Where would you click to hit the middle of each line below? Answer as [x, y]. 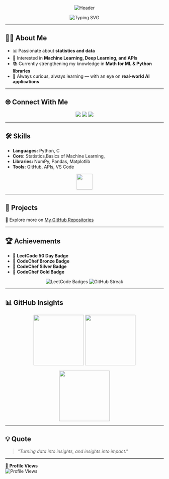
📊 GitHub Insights [34, 303]
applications [26, 81]
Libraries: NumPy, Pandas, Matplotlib [51, 162]
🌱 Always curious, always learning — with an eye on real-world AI [81, 76]
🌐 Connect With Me [37, 102]
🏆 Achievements [33, 241]
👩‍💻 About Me [26, 38]
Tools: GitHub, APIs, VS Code [43, 167]
